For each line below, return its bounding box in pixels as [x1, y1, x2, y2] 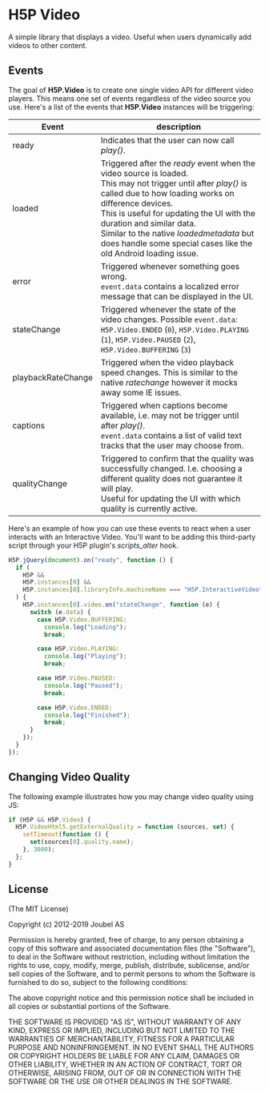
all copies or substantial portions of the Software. [8, 1001, 171, 1011]
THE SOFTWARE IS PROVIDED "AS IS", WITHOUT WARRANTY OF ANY [8, 1017, 242, 1027]
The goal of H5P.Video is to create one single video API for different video [8, 85, 254, 94]
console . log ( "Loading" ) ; [43, 623, 127, 631]
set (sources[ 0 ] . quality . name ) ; [29, 838, 134, 846]
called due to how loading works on [100, 187, 235, 199]
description [155, 121, 202, 132]
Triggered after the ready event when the [100, 158, 256, 169]
